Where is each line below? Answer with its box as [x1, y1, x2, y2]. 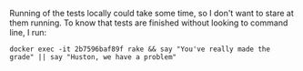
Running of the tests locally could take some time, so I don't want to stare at [9, 8, 294, 18]
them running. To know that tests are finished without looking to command [9, 17, 288, 28]
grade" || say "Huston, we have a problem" [9, 53, 177, 62]
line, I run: [9, 27, 47, 37]
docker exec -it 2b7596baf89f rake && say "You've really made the [9, 45, 271, 54]
